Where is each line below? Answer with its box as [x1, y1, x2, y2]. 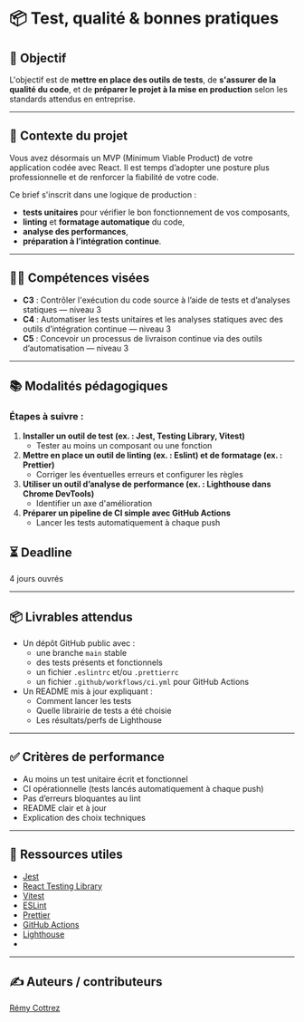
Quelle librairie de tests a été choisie [35, 705, 172, 716]
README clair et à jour [22, 802, 107, 813]
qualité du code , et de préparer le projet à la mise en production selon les [9, 84, 288, 94]
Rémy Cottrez [9, 1003, 61, 1014]
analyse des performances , [22, 226, 128, 236]
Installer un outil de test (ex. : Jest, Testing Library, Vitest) [22, 430, 246, 441]
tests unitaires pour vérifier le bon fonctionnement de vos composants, [22, 207, 290, 217]
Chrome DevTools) [22, 488, 95, 499]
